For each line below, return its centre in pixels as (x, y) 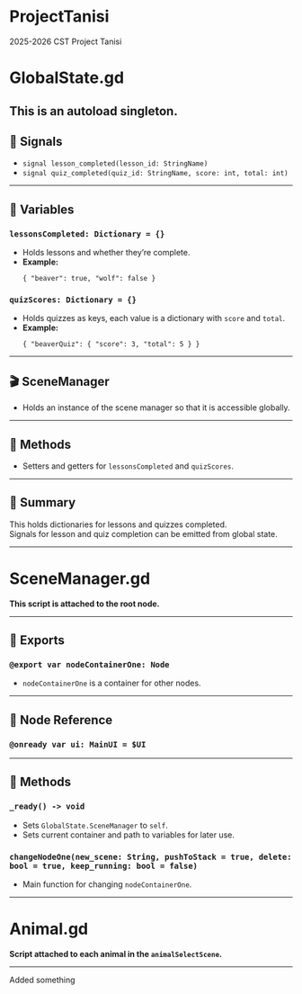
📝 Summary (43, 502)
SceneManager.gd (80, 578)
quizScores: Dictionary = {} (73, 300)
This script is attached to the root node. (84, 604)
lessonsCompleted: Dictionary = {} (87, 234)
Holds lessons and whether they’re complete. (106, 253)
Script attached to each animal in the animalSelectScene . (116, 954)
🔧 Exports (37, 640)
